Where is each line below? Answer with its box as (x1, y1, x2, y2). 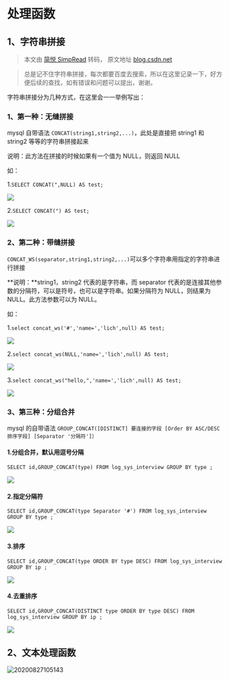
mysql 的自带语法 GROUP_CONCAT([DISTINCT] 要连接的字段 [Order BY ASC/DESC (7, 424, 221, 432)
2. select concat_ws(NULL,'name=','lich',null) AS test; (7, 350, 169, 358)
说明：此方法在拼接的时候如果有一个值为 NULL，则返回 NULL (7, 152, 180, 160)
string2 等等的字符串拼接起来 (7, 137, 89, 146)
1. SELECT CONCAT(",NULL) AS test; (7, 180, 104, 189)
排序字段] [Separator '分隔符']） (7, 433, 97, 440)
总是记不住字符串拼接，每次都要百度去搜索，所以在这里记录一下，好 (23, 70, 217, 78)
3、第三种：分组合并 (7, 407, 75, 416)
